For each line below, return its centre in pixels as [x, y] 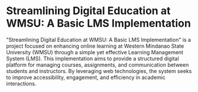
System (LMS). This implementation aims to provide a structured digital [92, 58]
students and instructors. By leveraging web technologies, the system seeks [99, 71]
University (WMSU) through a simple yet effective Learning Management [95, 52]
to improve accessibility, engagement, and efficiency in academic [86, 77]
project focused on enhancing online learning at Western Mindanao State [95, 46]
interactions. [21, 83]
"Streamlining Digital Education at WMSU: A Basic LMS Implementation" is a [98, 40]
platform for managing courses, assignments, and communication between [98, 65]
